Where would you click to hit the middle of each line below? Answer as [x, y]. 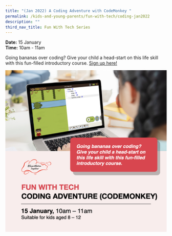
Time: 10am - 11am [25, 48]
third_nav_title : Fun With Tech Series [48, 27]
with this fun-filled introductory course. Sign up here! [61, 63]
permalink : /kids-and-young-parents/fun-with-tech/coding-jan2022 [78, 16]
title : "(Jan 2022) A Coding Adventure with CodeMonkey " [68, 11]
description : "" [23, 22]
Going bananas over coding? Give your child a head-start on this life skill [82, 58]
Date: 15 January [23, 42]
